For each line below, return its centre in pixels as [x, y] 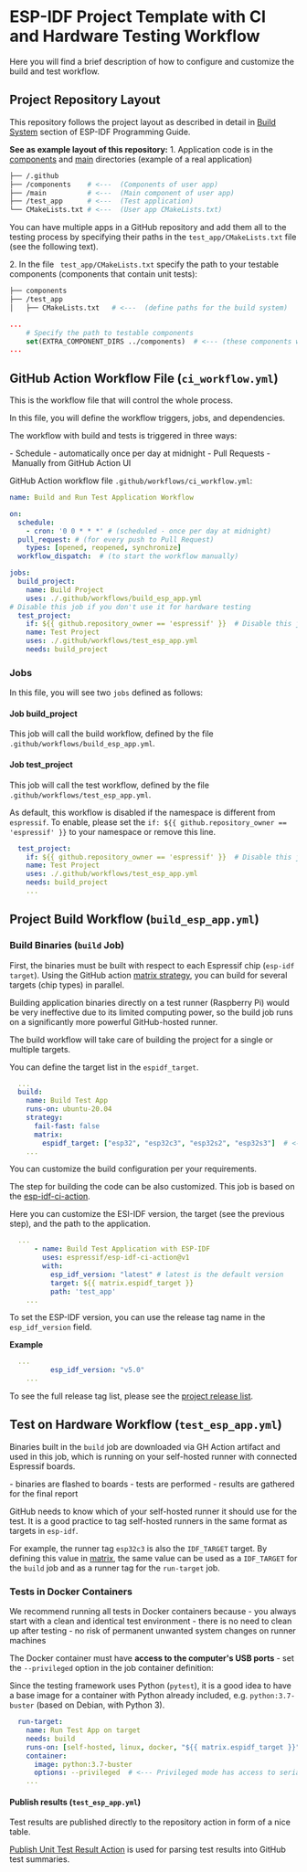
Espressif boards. [42, 1466]
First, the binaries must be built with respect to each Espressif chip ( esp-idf [152, 965]
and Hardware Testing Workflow [135, 36]
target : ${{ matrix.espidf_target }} [122, 1283]
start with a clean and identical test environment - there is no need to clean [151, 1621]
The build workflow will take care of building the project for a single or [142, 1040]
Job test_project [41, 765]
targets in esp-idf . [44, 1530]
